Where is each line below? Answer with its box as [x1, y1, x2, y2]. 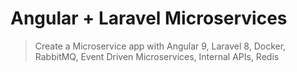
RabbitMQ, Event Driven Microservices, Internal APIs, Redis [34, 50, 280, 62]
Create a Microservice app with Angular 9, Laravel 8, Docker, [34, 40, 287, 52]
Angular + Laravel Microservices [10, 7, 288, 30]
